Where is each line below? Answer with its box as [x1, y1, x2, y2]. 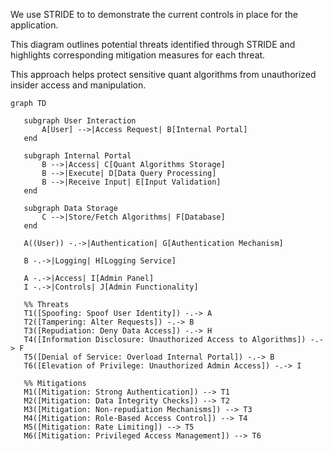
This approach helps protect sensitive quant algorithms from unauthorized [10, 69, 317, 80]
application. [10, 19, 59, 31]
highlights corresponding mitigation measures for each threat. [10, 49, 266, 61]
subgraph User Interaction [23, 116, 137, 126]
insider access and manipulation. [10, 79, 147, 91]
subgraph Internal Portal [23, 151, 132, 161]
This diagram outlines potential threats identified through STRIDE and [10, 39, 296, 50]
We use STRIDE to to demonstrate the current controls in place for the [10, 9, 299, 20]
